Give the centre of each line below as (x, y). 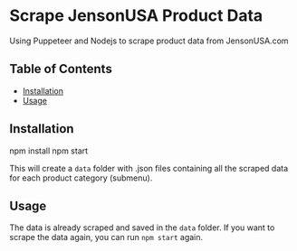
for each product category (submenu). (81, 178)
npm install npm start (49, 151)
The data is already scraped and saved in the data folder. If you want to (142, 228)
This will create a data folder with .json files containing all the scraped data (148, 168)
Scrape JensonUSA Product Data (136, 16)
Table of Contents (61, 69)
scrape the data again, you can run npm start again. (106, 237)
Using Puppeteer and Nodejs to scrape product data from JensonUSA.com (149, 41)
